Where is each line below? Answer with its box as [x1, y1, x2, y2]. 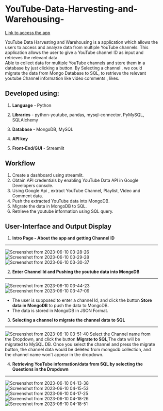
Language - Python [12, 102, 52, 108]
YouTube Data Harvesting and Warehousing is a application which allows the [5, 39, 158, 45]
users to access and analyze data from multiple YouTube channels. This [5, 44, 149, 50]
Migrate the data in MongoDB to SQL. [12, 203, 87, 209]
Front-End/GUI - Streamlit [12, 145, 65, 151]
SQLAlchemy [12, 117, 38, 122]
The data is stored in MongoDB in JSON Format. [12, 308, 108, 314]
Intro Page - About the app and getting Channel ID [12, 235, 115, 241]
